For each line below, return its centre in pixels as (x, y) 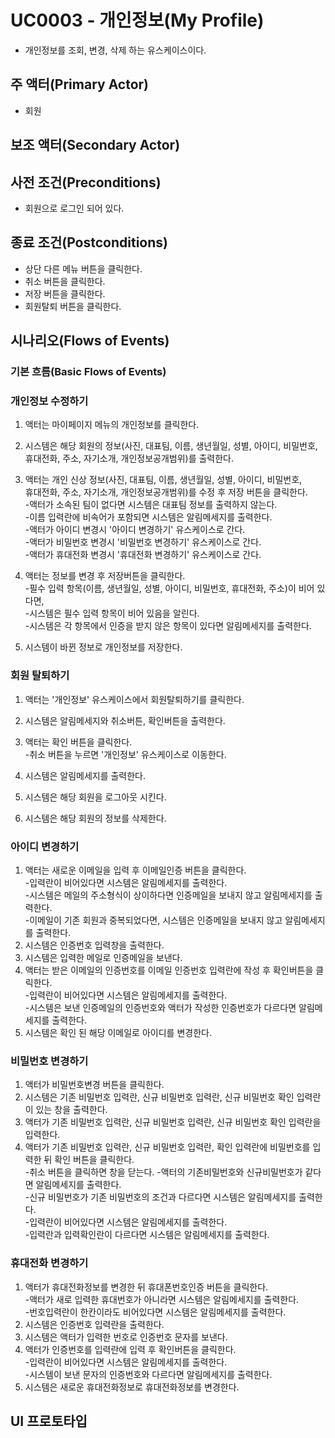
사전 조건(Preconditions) (86, 182)
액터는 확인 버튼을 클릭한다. (78, 742)
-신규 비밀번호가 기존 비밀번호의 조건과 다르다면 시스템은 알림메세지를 (160, 1197)
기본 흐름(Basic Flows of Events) (88, 372)
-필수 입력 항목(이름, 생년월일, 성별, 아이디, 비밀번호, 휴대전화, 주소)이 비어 (169, 588)
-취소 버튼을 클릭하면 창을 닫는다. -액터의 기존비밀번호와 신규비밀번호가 (163, 1172)
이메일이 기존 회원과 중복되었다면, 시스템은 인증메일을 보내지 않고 (156, 920)
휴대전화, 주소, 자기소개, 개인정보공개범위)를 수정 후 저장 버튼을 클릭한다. (166, 492)
